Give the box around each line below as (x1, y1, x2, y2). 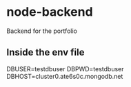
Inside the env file (6, 47, 85, 58)
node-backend (6, 4, 94, 20)
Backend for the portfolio (6, 27, 77, 35)
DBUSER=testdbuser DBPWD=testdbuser (6, 64, 125, 73)
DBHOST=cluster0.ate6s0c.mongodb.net (6, 72, 123, 80)
